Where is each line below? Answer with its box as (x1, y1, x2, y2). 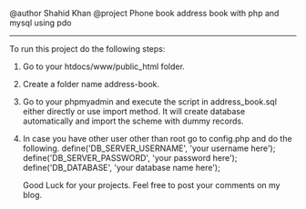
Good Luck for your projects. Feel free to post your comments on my (22, 180, 280, 190)
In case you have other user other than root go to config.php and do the (22, 134, 293, 144)
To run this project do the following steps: (9, 44, 166, 54)
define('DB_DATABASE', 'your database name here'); (22, 163, 220, 173)
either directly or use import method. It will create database (22, 106, 246, 116)
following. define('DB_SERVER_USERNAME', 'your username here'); (22, 143, 276, 154)
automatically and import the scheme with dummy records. (22, 115, 244, 126)
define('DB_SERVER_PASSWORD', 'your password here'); (22, 153, 238, 163)
